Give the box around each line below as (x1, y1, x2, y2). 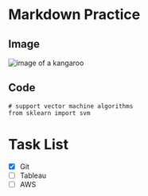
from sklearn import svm (8, 109, 91, 117)
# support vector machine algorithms (8, 102, 134, 110)
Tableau (19, 171, 47, 180)
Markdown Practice (8, 6, 141, 24)
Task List (8, 136, 69, 153)
